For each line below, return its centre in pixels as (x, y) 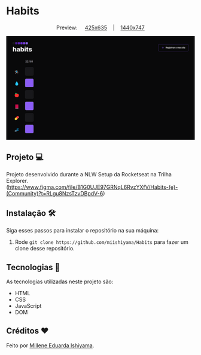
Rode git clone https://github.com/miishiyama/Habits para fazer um (101, 242)
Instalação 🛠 (31, 213)
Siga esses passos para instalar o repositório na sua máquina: (83, 231)
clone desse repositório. (45, 249)
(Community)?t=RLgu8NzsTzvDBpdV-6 (55, 194)
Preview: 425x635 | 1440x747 (100, 27)
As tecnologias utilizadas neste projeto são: (60, 281)
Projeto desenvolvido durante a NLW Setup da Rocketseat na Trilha (89, 175)
